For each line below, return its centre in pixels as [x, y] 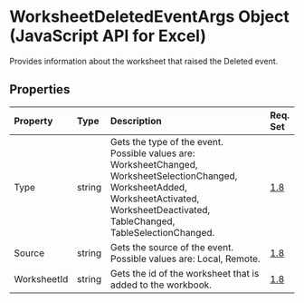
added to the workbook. [161, 285]
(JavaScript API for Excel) [108, 36]
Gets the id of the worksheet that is [185, 273]
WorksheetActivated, [155, 199]
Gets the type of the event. [167, 142]
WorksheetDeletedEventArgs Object [149, 17]
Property [33, 121]
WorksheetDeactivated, [160, 210]
